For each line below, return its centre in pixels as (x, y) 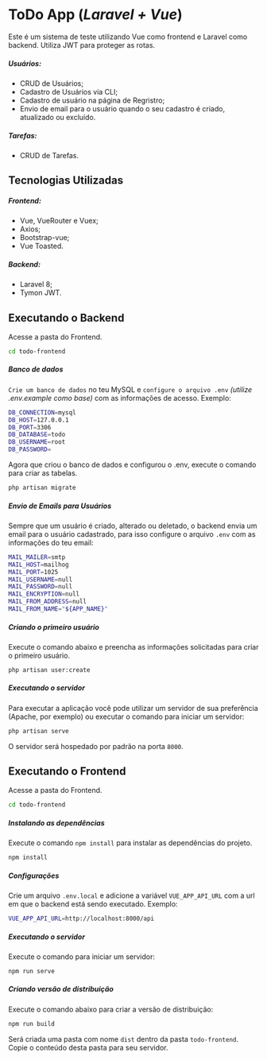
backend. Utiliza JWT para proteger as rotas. (82, 45)
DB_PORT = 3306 (30, 427)
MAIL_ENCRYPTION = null (44, 594)
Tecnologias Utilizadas (66, 181)
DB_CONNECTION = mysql (43, 412)
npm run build (32, 1023)
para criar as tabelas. (43, 473)
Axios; (30, 229)
